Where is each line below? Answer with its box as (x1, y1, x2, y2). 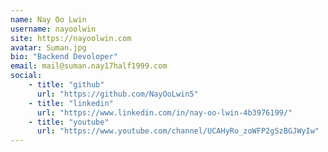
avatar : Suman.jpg (10, 42, 87, 53)
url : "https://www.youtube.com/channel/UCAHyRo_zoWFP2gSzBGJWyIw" (36, 126, 320, 136)
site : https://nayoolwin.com (10, 33, 132, 43)
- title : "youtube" (28, 117, 110, 127)
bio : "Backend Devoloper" (10, 52, 118, 62)
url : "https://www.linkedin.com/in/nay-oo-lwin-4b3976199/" (36, 107, 293, 118)
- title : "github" (28, 80, 105, 90)
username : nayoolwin (10, 24, 97, 34)
